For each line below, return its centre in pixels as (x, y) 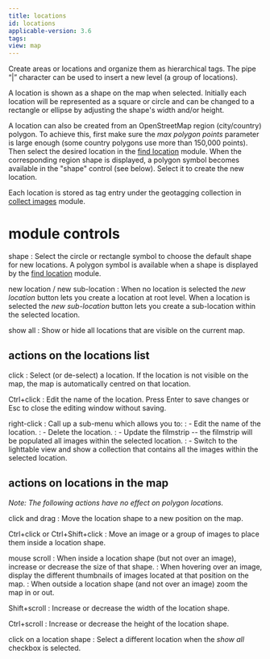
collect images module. (47, 202)
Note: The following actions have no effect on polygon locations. (116, 503)
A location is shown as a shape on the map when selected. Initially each (128, 93)
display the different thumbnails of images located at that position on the (129, 575)
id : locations (32, 23)
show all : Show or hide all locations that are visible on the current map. (127, 331)
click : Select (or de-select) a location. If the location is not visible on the (129, 375)
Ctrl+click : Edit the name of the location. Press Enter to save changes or (129, 399)
